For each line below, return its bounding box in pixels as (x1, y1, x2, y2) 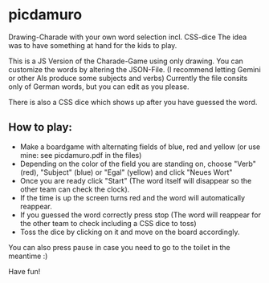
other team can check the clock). (19, 184, 130, 194)
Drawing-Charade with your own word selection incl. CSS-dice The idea (8, 32, 247, 42)
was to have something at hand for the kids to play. (8, 40, 177, 50)
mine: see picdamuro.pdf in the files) (19, 150, 142, 160)
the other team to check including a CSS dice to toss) (19, 218, 197, 228)
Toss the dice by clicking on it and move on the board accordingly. (19, 227, 240, 237)
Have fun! (8, 266, 41, 276)
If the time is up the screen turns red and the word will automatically (19, 192, 246, 202)
